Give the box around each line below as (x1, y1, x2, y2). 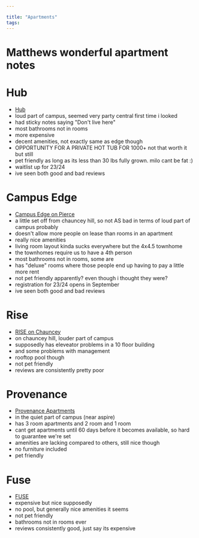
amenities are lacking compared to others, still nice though (14, 439, 160, 447)
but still (14, 150, 34, 157)
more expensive (14, 131, 55, 138)
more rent (14, 268, 40, 275)
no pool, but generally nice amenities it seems (14, 506, 129, 513)
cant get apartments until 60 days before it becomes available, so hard (14, 426, 190, 433)
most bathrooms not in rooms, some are (14, 255, 114, 262)
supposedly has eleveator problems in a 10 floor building (14, 341, 155, 348)
